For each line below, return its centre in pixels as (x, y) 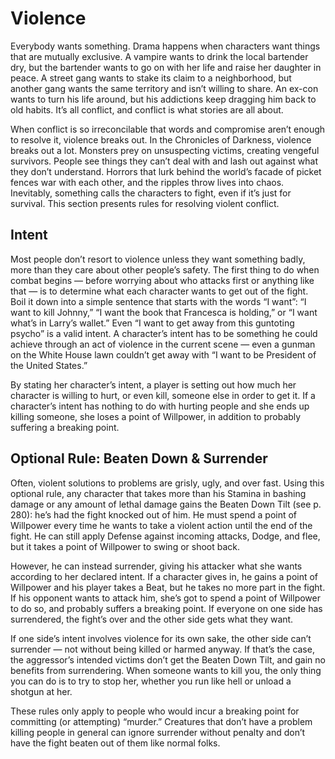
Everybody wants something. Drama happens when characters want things (165, 46)
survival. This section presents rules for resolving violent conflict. (145, 203)
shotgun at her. (41, 691)
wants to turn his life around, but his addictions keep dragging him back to (163, 99)
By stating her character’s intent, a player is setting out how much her (153, 384)
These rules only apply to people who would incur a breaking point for (155, 711)
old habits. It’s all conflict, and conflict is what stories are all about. (147, 109)
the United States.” (49, 365)
